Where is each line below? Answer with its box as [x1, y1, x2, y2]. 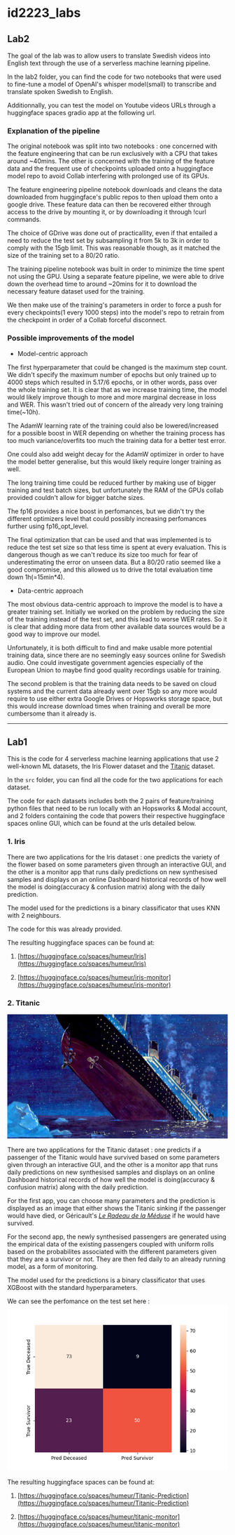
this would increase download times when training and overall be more [7, 701, 211, 710]
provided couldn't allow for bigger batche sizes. [7, 493, 145, 501]
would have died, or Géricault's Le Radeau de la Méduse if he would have [7, 1211, 220, 1220]
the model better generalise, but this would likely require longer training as [7, 457, 222, 466]
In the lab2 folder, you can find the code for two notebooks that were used [7, 72, 222, 81]
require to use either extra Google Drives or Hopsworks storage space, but [7, 694, 222, 703]
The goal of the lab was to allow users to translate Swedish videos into [7, 51, 211, 60]
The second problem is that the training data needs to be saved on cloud [7, 679, 217, 687]
